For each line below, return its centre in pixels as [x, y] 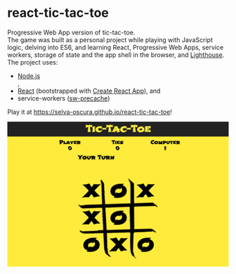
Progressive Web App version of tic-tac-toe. [71, 32]
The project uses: [33, 62]
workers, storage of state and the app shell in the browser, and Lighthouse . [116, 55]
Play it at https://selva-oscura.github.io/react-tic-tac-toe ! [90, 112]
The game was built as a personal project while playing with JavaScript [110, 39]
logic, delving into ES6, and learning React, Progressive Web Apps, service [116, 47]
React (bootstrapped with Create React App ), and [89, 91]
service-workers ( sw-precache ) [64, 98]
